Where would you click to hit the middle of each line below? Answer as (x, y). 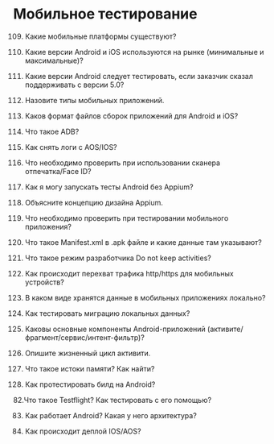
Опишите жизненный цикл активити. (88, 353)
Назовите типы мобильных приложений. (94, 100)
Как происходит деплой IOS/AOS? (83, 431)
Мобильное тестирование (105, 14)
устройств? (45, 282)
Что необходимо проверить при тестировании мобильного (127, 218)
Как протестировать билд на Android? (90, 384)
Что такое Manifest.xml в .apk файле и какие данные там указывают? (143, 242)
